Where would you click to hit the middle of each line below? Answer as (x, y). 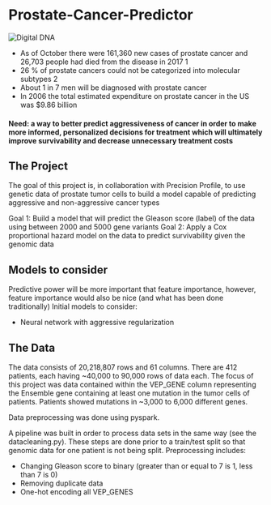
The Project (38, 166)
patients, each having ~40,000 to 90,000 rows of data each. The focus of (131, 375)
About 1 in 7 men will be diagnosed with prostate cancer (114, 88)
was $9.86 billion (49, 105)
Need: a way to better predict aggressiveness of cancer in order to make (133, 123)
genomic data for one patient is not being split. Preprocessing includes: (127, 450)
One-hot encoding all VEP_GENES (76, 491)
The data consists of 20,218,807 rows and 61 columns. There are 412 (123, 367)
